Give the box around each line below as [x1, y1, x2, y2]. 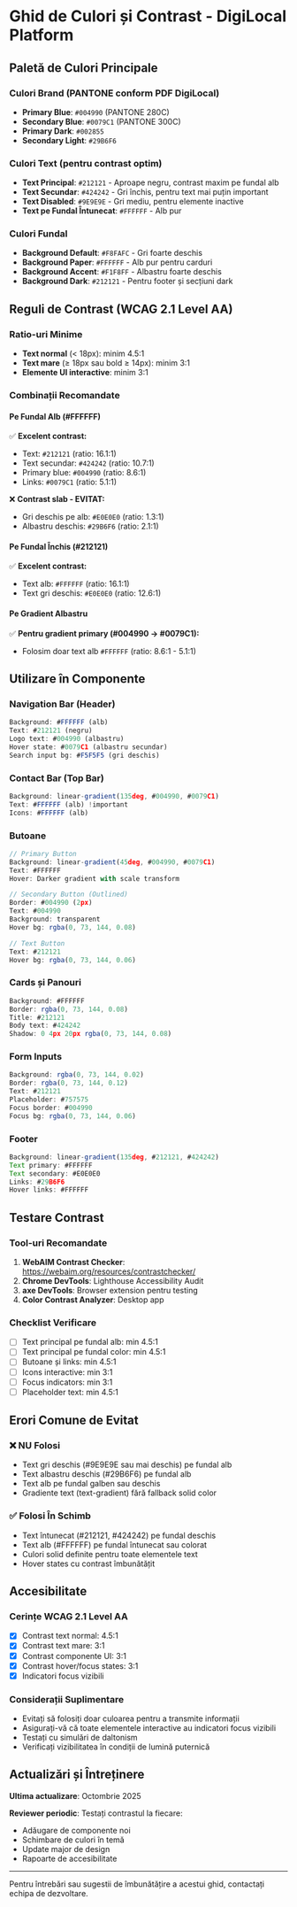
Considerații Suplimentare [9, 1693, 125, 1705]
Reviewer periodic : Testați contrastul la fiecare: [9, 1808, 183, 1818]
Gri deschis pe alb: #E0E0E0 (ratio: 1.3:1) [21, 512, 165, 522]
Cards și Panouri [9, 977, 82, 989]
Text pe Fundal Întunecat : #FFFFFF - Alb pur [21, 205, 182, 216]
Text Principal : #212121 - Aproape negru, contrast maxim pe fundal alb [21, 177, 280, 188]
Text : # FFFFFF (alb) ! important [9, 799, 128, 809]
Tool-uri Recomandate [9, 1237, 108, 1249]
